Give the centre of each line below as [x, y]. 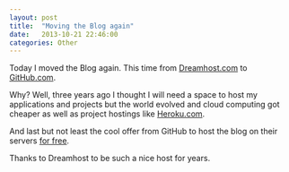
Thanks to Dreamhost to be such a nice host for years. [110, 159]
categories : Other [44, 43]
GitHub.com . [33, 78]
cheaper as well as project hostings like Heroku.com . [107, 114]
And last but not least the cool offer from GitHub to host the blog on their [144, 132]
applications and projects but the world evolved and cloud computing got [144, 105]
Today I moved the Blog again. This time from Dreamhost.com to [128, 68]
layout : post [34, 17]
